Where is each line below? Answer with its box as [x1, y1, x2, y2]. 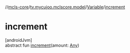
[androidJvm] [5, 37, 33, 43]
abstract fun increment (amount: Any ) [5, 42, 79, 48]
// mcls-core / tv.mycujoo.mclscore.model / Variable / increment [5, 4, 125, 10]
